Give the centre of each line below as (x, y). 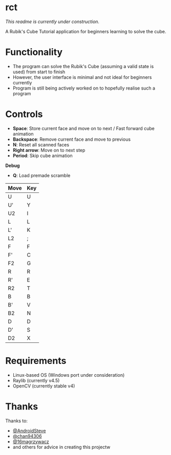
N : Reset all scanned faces (41, 144)
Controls (24, 114)
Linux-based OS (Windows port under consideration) (69, 375)
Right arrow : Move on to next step (49, 150)
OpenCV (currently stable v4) (44, 386)
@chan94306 (27, 436)
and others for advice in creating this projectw (61, 447)
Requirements (36, 361)
